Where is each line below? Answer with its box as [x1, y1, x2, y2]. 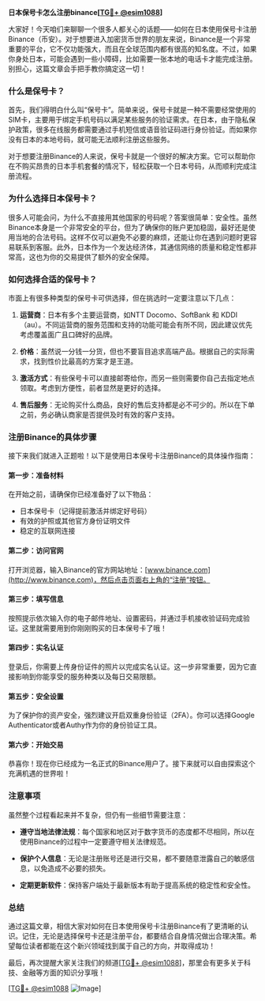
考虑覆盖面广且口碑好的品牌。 [19, 330, 117, 339]
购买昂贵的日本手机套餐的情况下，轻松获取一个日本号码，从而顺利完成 [21, 161, 250, 171]
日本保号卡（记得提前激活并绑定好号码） [19, 506, 151, 516]
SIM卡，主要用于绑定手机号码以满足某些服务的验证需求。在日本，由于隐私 [8, 115, 249, 125]
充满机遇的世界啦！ [8, 769, 71, 778]
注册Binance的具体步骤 [8, 431, 97, 442]
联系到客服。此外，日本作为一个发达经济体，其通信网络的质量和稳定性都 [14, 242, 250, 251]
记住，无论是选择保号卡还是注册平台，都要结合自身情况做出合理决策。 [21, 931, 250, 940]
